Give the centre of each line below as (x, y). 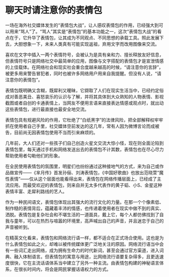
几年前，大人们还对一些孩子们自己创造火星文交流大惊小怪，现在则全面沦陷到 (84, 143)
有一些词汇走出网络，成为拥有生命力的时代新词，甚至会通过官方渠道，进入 (82, 250)
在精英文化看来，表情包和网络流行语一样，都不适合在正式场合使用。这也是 (82, 238)
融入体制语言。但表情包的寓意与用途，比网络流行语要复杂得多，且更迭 (87, 256)
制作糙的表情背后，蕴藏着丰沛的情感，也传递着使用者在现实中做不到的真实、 (84, 208)
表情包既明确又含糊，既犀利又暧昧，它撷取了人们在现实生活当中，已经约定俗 (84, 90)
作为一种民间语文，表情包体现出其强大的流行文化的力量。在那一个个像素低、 (84, 202)
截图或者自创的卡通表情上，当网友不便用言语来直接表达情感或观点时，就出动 (84, 103)
